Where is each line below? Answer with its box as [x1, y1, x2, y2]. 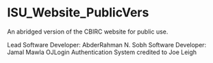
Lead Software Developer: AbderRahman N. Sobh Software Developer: [7, 40, 207, 49]
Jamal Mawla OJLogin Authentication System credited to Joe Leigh [7, 48, 197, 56]
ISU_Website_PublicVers [7, 5, 149, 21]
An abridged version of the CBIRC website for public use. [7, 27, 168, 36]
